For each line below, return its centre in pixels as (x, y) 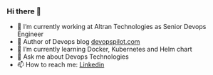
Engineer (30, 34)
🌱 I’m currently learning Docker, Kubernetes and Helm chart (105, 50)
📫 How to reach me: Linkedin (61, 65)
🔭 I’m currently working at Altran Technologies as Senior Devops (111, 27)
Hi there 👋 (24, 11)
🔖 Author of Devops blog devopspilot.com (78, 42)
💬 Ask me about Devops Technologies (73, 57)
